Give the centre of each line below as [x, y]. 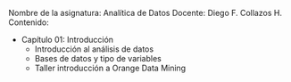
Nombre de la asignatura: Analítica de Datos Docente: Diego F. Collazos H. [145, 13]
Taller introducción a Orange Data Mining [110, 68]
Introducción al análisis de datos [94, 49]
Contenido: [29, 22]
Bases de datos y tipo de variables [98, 58]
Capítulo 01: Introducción [67, 40]
